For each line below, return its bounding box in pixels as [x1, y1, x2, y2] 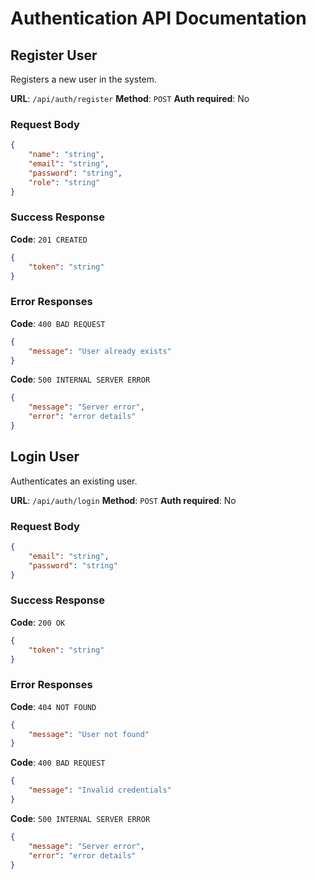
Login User [10, 448, 80, 466]
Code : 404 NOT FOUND [10, 700, 97, 712]
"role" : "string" [28, 177, 101, 187]
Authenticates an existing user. [10, 475, 138, 487]
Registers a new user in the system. [10, 73, 158, 85]
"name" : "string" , [28, 150, 105, 160]
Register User [10, 47, 98, 64]
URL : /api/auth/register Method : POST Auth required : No [10, 93, 250, 104]
